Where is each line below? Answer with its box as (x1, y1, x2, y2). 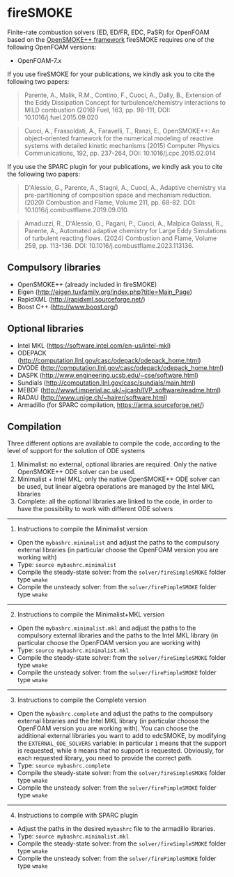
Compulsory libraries (7, 262, 101, 274)
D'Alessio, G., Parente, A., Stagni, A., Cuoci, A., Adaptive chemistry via (24, 183, 226, 191)
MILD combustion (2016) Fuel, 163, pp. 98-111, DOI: (24, 105, 171, 114)
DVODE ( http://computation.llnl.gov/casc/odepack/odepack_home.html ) (17, 363, 224, 371)
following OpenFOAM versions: (7, 43, 97, 51)
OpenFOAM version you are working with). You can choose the (17, 724, 198, 732)
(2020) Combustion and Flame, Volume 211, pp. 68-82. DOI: (24, 198, 196, 207)
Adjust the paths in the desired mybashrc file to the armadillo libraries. (17, 825, 216, 833)
